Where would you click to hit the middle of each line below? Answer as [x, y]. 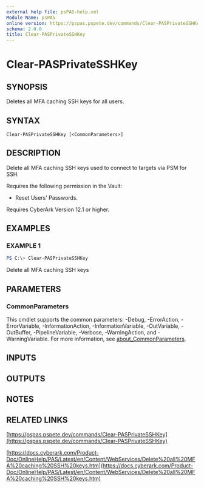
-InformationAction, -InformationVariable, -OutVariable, [111, 326]
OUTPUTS [26, 378]
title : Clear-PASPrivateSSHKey [46, 35]
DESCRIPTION [33, 153]
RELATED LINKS [37, 420]
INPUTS [21, 358]
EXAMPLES [28, 229]
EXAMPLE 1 [24, 246]
